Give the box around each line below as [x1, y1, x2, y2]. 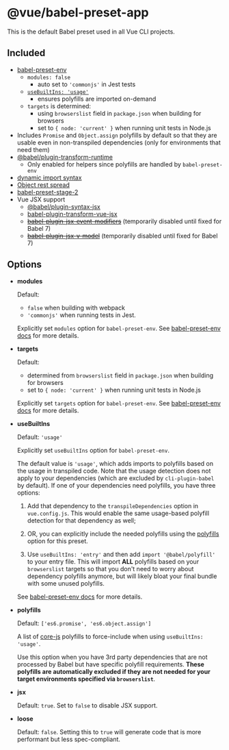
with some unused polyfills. [27, 579, 105, 587]
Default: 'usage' [16, 433, 63, 441]
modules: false [27, 74, 70, 81]
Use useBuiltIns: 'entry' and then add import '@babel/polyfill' [27, 550, 216, 558]
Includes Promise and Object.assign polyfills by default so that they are [16, 131, 217, 139]
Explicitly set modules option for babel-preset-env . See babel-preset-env [16, 324, 221, 332]
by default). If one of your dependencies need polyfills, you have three [16, 481, 216, 489]
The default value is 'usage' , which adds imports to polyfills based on [16, 459, 214, 467]
